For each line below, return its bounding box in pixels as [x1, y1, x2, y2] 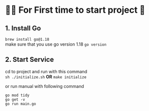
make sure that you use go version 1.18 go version [5, 41, 107, 47]
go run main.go [5, 101, 36, 106]
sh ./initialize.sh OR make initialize [5, 74, 87, 80]
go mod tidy [5, 93, 30, 98]
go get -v [5, 97, 26, 102]
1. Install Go [5, 24, 41, 32]
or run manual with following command [5, 83, 85, 89]
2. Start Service [5, 55, 54, 64]
